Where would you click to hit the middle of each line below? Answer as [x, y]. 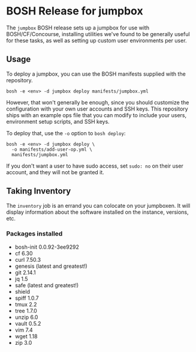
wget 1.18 [26, 336]
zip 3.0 [23, 342]
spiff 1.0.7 [27, 298]
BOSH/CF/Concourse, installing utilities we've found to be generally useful [98, 34]
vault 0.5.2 [28, 323]
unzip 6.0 [26, 317]
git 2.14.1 [25, 272]
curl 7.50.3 [28, 259]
